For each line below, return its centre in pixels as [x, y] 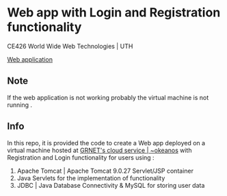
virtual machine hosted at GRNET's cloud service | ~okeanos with [99, 150]
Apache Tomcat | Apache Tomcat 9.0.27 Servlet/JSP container [105, 171]
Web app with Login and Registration [114, 13]
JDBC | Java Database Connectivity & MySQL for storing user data [111, 185]
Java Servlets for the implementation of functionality [91, 178]
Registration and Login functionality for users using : [81, 157]
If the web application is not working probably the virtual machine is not [108, 97]
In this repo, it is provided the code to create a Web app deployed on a [106, 143]
